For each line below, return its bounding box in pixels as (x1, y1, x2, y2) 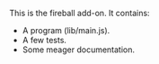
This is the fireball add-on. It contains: (9, 8, 150, 18)
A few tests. (22, 35, 67, 45)
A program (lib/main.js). (22, 25, 110, 35)
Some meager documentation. (22, 44, 136, 55)
